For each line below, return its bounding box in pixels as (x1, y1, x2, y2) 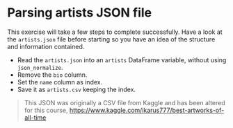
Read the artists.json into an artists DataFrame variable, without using (17, 55, 227, 64)
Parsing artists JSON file (7, 5, 152, 21)
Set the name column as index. (17, 77, 103, 86)
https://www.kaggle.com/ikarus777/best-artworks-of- (69, 106, 225, 114)
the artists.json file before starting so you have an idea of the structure (7, 35, 216, 43)
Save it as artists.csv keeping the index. (17, 85, 136, 93)
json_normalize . (17, 63, 64, 71)
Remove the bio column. (17, 71, 88, 79)
